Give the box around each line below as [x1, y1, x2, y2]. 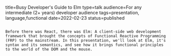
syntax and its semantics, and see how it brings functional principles [5, 42, 164, 47]
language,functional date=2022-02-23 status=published [5, 15, 125, 21]
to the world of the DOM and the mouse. [5, 47, 93, 52]
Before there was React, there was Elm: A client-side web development [5, 29, 161, 34]
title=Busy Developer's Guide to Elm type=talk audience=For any [5, 5, 142, 10]
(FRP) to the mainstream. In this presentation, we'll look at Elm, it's [5, 38, 166, 43]
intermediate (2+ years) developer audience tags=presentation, [5, 10, 139, 16]
